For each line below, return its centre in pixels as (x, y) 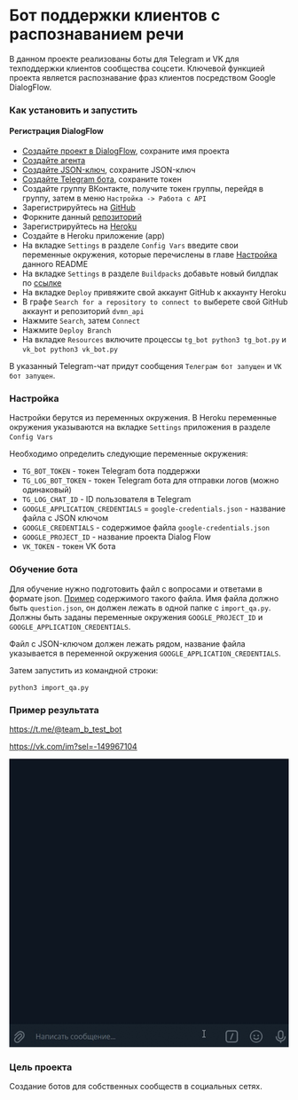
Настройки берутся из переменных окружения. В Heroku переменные (143, 418)
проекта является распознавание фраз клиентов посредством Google (143, 77)
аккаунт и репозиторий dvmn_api (83, 311)
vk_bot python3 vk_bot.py (70, 350)
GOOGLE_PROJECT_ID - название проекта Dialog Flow (116, 537)
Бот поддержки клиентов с (115, 16)
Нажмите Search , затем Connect (81, 321)
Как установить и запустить (74, 110)
